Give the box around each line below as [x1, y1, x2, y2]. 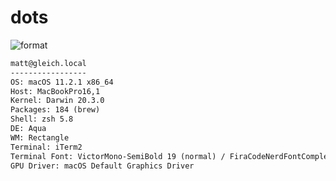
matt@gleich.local [10, 58, 87, 68]
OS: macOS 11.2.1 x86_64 [10, 77, 114, 87]
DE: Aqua [10, 124, 47, 134]
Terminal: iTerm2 [10, 142, 83, 152]
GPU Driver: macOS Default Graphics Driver [10, 161, 195, 171]
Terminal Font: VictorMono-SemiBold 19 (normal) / [10, 151, 226, 161]
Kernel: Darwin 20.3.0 [10, 96, 105, 106]
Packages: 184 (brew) [10, 105, 101, 115]
